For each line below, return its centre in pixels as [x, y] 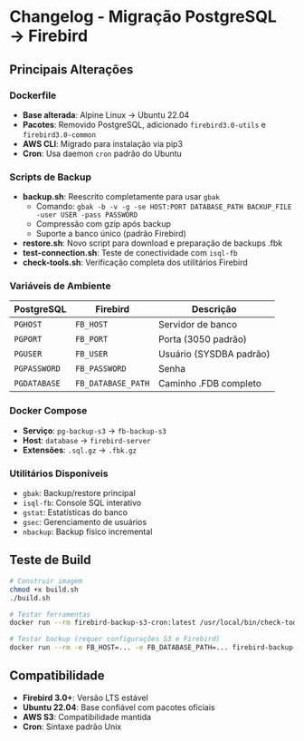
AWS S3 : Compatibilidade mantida [87, 717]
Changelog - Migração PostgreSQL [143, 17]
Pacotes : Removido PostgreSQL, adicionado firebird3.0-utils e [144, 124]
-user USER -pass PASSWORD [87, 215]
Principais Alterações [71, 69]
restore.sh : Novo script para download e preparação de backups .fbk [152, 243]
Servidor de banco [198, 325]
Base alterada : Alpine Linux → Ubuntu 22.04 [106, 114]
